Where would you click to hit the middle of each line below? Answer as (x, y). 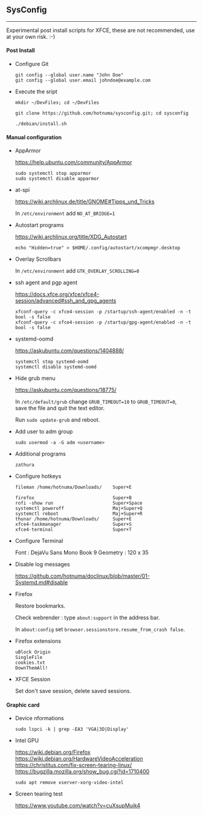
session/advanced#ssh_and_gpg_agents (66, 301)
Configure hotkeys (38, 476)
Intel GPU (27, 741)
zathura (24, 465)
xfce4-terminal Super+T (73, 530)
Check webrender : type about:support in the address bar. (87, 618)
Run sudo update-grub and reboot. (57, 420)
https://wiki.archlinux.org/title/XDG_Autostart (71, 237)
